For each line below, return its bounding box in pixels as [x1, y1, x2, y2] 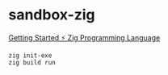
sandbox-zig [8, 6, 95, 24]
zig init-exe [8, 51, 52, 60]
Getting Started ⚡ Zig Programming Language [8, 32, 161, 42]
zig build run [8, 58, 57, 66]
